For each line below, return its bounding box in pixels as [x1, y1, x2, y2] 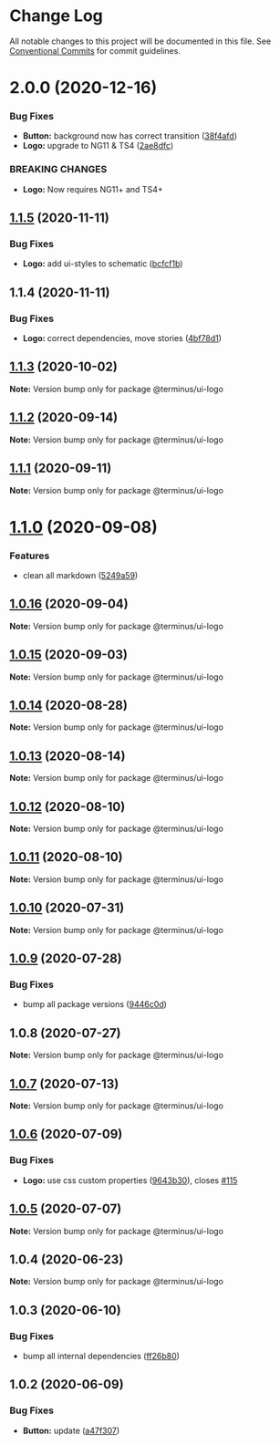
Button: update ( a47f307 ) [22, 1425, 120, 1436]
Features [9, 549, 50, 562]
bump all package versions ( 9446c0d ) [22, 999, 167, 1010]
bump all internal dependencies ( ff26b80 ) [22, 1351, 181, 1362]
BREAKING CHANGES [9, 163, 108, 176]
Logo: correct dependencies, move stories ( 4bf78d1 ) [22, 333, 222, 344]
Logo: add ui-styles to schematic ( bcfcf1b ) [22, 258, 183, 269]
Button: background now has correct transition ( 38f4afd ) [22, 130, 237, 141]
